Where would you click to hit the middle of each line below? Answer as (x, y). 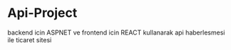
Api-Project (42, 13)
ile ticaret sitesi (30, 39)
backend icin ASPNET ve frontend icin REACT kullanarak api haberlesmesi (116, 32)
